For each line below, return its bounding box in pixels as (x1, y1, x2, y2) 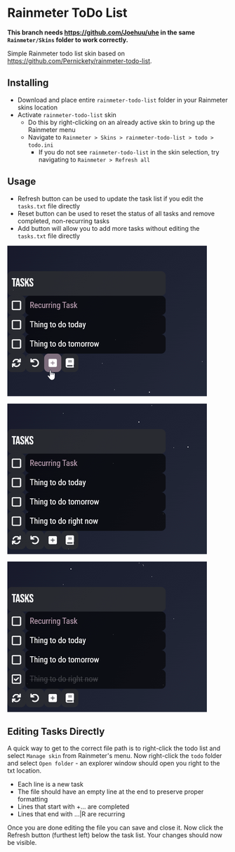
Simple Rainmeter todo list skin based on (7, 49, 125, 58)
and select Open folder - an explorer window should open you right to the (7, 759, 220, 768)
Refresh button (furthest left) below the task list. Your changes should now (7, 831, 223, 839)
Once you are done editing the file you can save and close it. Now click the (7, 823, 224, 832)
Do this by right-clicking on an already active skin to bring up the (27, 118, 215, 126)
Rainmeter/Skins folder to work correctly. (7, 35, 128, 44)
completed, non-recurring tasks (17, 216, 110, 225)
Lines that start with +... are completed (17, 802, 130, 811)
